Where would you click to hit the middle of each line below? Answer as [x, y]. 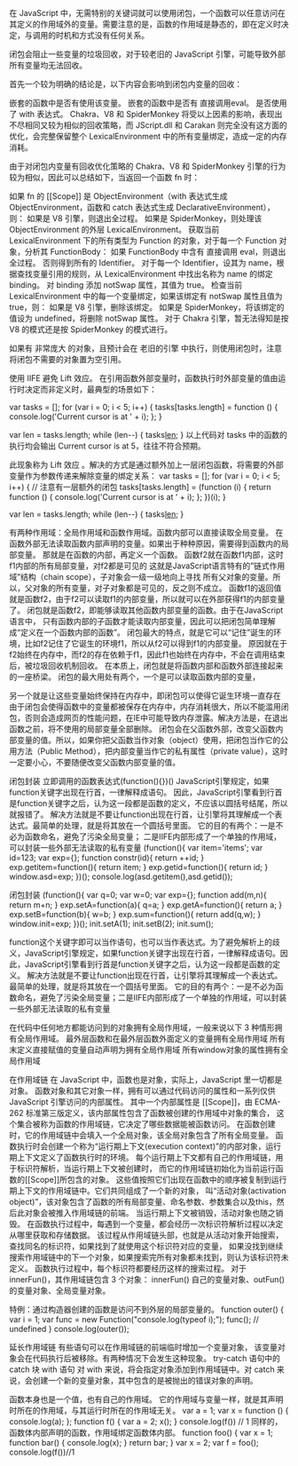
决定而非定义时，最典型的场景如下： [90, 389]
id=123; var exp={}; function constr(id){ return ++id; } [107, 858]
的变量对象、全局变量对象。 [60, 1291]
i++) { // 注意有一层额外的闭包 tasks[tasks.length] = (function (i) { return [141, 487]
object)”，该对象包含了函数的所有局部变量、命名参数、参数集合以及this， [143, 1202]
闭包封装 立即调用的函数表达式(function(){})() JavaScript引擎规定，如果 [140, 781]
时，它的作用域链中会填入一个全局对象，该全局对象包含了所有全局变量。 [141, 1135]
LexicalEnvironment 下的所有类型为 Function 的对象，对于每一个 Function [143, 241]
